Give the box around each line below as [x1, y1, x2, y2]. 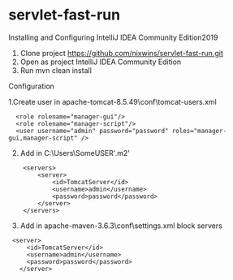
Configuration [8, 81, 55, 91]
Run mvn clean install [19, 65, 92, 75]
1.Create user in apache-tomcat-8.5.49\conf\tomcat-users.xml [8, 97, 217, 106]
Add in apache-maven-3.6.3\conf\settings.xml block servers [19, 221, 223, 230]
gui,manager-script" [8, 134, 79, 142]
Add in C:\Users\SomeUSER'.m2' [19, 148, 130, 157]
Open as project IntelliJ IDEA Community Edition [19, 57, 182, 67]
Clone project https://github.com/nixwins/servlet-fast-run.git [19, 48, 223, 58]
